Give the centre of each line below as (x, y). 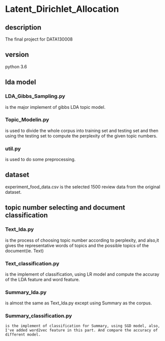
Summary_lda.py (26, 292)
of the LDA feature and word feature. (42, 279)
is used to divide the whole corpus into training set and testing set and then (82, 130)
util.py (13, 148)
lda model (21, 82)
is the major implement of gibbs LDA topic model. (55, 107)
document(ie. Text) (24, 251)
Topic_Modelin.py (27, 120)
